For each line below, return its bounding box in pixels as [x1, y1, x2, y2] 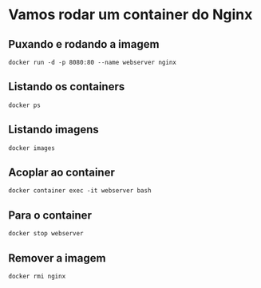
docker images [8, 144, 56, 152]
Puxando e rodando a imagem [8, 37, 160, 51]
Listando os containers [8, 80, 125, 93]
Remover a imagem [8, 251, 106, 265]
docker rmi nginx [8, 273, 66, 281]
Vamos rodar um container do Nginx [8, 6, 253, 24]
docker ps [8, 101, 42, 109]
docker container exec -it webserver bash [8, 187, 152, 195]
